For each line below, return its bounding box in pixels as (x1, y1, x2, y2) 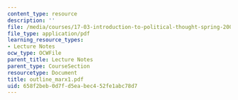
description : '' (7, 17, 55, 24)
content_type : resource (7, 10, 78, 18)
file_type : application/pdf (7, 30, 91, 37)
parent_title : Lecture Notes (7, 56, 93, 63)
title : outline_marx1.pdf (7, 75, 84, 83)
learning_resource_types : (7, 37, 84, 44)
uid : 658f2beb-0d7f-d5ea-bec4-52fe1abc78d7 (7, 82, 138, 89)
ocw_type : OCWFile (7, 50, 62, 57)
